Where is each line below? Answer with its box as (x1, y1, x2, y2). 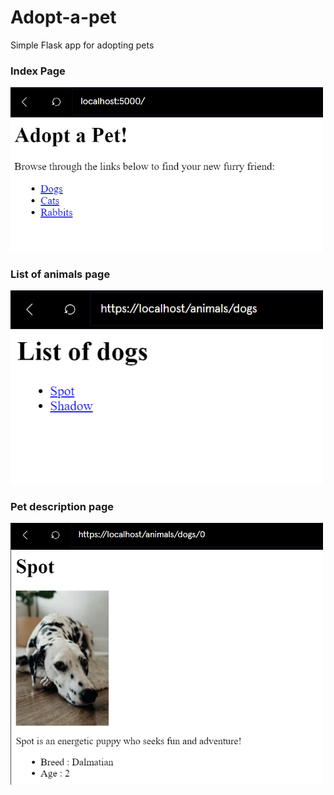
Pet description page (10, 499, 114, 513)
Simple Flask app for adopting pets (10, 39, 155, 51)
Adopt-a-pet (10, 6, 117, 29)
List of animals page (10, 267, 111, 281)
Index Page (10, 64, 66, 78)
